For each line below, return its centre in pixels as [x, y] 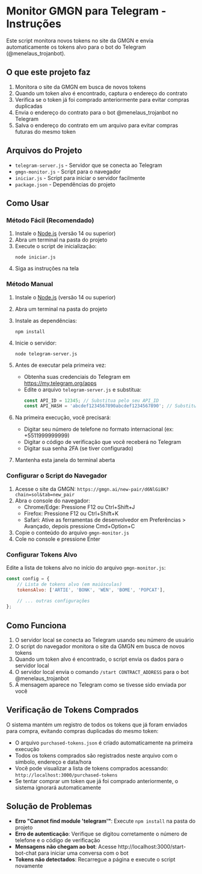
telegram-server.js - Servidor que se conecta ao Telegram [88, 165]
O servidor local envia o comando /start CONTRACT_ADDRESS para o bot [102, 672]
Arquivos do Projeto [44, 151]
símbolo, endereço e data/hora [53, 762]
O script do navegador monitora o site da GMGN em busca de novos [100, 646]
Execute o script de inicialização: [56, 246]
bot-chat [26, 853]
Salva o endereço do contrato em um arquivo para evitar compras [96, 125]
